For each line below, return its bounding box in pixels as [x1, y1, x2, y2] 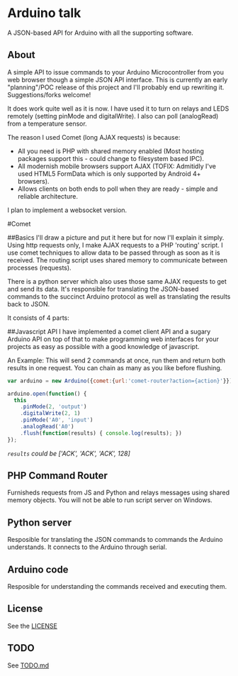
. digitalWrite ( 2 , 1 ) [20, 410, 81, 417]
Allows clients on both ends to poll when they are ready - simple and [17, 184, 218, 193]
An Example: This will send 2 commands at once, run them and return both [7, 356, 225, 365]
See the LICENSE [7, 621, 58, 630]
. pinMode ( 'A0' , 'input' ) [20, 416, 93, 423]
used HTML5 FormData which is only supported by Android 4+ [17, 169, 201, 178]
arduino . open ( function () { [7, 390, 87, 397]
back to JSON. [7, 299, 50, 308]
